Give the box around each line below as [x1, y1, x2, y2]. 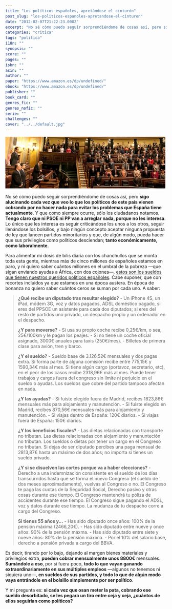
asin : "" [5, 68, 24, 73]
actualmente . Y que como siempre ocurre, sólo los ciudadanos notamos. [5, 210, 160, 216]
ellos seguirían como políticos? [5, 598, 73, 604]
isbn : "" [5, 62, 24, 68]
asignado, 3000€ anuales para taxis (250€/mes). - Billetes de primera [17, 338, 165, 343]
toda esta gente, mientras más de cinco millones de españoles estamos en [5, 258, 163, 264]
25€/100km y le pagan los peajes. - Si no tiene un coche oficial [17, 332, 151, 338]
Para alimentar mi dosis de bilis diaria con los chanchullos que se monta [5, 253, 157, 258]
